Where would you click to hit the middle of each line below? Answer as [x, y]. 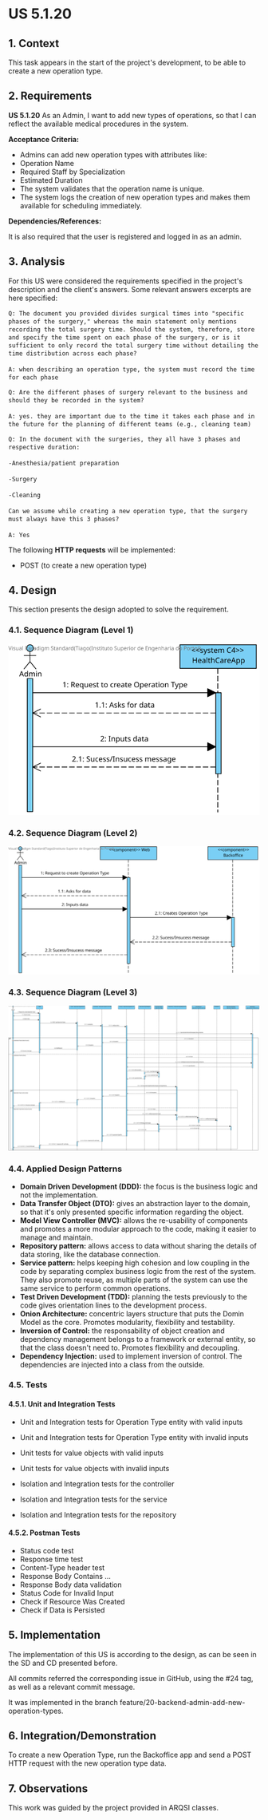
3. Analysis [37, 261]
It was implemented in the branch [63, 1702]
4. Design [33, 590]
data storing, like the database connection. [90, 1254]
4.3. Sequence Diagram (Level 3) [73, 992]
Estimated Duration [51, 180]
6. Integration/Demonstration [83, 1736]
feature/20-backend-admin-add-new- [182, 1702]
